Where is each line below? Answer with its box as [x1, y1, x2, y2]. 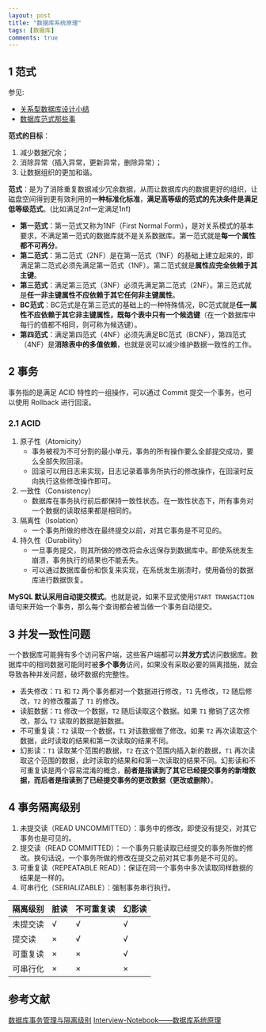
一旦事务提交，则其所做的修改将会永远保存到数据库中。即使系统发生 [31, 545, 254, 555]
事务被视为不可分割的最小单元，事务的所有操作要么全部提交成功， [31, 446, 247, 456]
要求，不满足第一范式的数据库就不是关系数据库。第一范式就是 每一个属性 [19, 231, 256, 241]
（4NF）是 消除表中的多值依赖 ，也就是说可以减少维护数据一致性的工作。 [19, 340, 256, 349]
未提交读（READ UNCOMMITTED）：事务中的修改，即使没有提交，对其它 [19, 823, 257, 833]
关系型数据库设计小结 [19, 104, 89, 114]
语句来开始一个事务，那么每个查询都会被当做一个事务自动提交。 [8, 602, 216, 612]
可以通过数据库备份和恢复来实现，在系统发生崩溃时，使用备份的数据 [31, 565, 254, 575]
